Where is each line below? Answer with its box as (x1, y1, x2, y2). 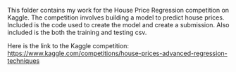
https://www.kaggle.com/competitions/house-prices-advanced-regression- (7, 49, 228, 57)
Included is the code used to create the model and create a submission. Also (7, 21, 230, 29)
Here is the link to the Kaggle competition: (7, 42, 129, 50)
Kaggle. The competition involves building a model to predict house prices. (7, 13, 225, 22)
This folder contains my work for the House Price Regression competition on (7, 6, 230, 14)
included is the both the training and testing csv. (7, 28, 147, 36)
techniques (7, 57, 40, 65)
